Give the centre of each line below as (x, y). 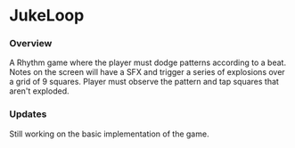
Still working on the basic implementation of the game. (109, 134)
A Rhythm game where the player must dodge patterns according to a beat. (148, 62)
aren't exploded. (39, 91)
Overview (31, 44)
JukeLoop (47, 16)
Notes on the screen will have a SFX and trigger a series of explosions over (147, 72)
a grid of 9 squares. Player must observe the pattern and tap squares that (144, 82)
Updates (28, 114)
